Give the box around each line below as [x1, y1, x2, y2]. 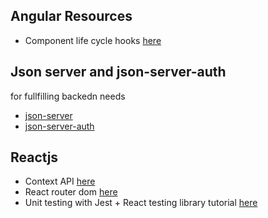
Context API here [24, 175, 96, 188]
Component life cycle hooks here [24, 34, 162, 46]
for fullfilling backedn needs [10, 90, 126, 102]
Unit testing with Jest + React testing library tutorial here [24, 197, 258, 209]
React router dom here [24, 186, 118, 198]
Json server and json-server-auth [10, 64, 227, 81]
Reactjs [10, 149, 59, 166]
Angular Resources [10, 8, 133, 25]
